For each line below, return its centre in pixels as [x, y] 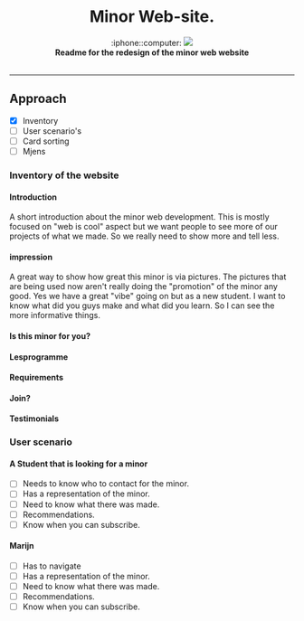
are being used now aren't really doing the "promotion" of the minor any [144, 287]
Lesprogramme [39, 357]
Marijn [22, 546]
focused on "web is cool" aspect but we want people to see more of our [144, 227]
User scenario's [52, 131]
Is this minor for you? [50, 335]
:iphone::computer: [147, 42]
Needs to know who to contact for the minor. [106, 484]
